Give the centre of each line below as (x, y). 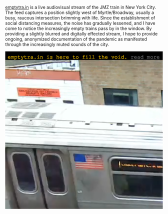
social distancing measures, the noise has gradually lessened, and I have (80, 23)
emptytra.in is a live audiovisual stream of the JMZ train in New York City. (81, 7)
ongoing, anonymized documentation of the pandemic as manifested (76, 39)
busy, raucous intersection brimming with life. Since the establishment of (80, 18)
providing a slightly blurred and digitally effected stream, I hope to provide (81, 34)
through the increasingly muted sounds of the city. (57, 44)
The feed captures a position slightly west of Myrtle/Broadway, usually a (79, 12)
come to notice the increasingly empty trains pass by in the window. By (78, 28)
